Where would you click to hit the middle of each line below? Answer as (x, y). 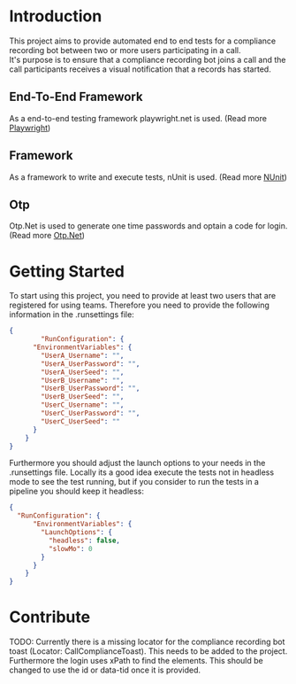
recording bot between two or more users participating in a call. (125, 50)
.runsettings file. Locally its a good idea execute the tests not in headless (142, 472)
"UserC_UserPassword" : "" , (91, 414)
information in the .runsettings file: (72, 315)
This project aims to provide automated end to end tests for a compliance (143, 41)
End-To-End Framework (76, 97)
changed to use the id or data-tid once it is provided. (105, 670)
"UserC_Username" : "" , (83, 405)
